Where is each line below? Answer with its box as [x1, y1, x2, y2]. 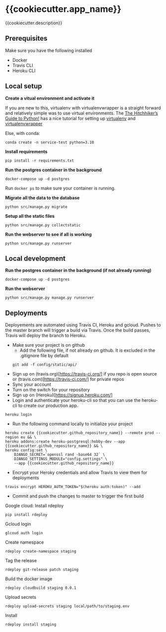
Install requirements [5, 148, 48, 154]
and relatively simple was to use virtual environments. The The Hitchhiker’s [5, 110, 158, 116]
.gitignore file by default [19, 353, 69, 359]
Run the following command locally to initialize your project [12, 421, 133, 427]
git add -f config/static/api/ [12, 362, 77, 368]
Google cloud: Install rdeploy [5, 503, 64, 509]
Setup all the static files [5, 213, 55, 219]
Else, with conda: [5, 130, 41, 136]
